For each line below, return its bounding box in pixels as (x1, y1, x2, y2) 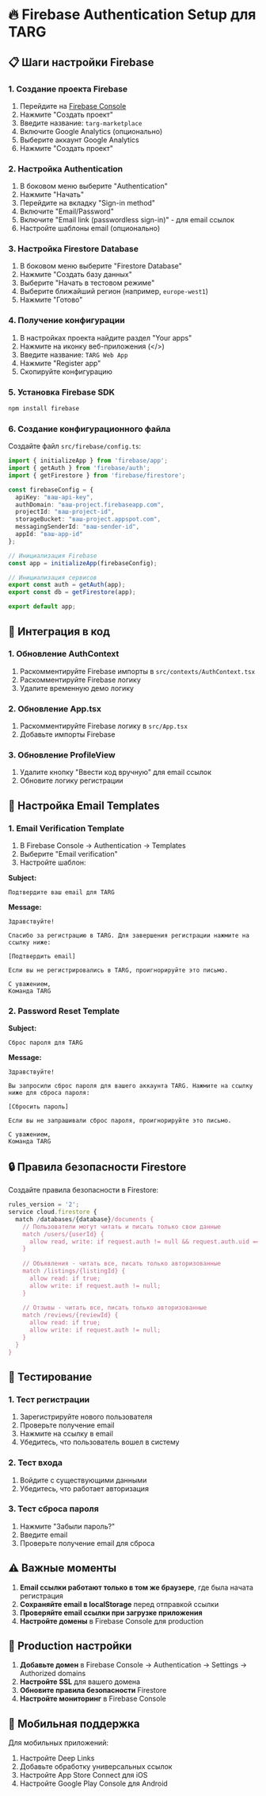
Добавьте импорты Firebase (19, 730, 116, 739)
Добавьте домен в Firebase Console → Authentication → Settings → (19, 1660, 248, 1670)
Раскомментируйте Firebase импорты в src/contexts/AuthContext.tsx (19, 666, 256, 676)
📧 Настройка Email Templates (8, 799, 160, 812)
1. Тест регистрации (8, 1393, 90, 1405)
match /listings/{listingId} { (22, 1267, 126, 1275)
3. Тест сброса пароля (8, 1503, 99, 1514)
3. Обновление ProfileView (8, 750, 116, 761)
